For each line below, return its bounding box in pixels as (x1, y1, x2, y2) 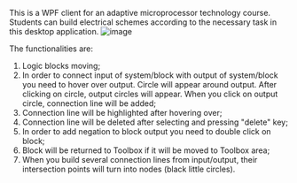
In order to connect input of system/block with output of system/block (21, 70, 278, 80)
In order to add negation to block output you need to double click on (21, 126, 272, 136)
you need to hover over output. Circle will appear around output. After (21, 80, 277, 89)
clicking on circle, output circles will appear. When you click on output (21, 88, 278, 99)
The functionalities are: (9, 43, 93, 54)
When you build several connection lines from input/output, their (21, 155, 258, 164)
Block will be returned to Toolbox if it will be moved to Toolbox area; (21, 145, 270, 156)
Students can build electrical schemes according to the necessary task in (9, 17, 277, 27)
